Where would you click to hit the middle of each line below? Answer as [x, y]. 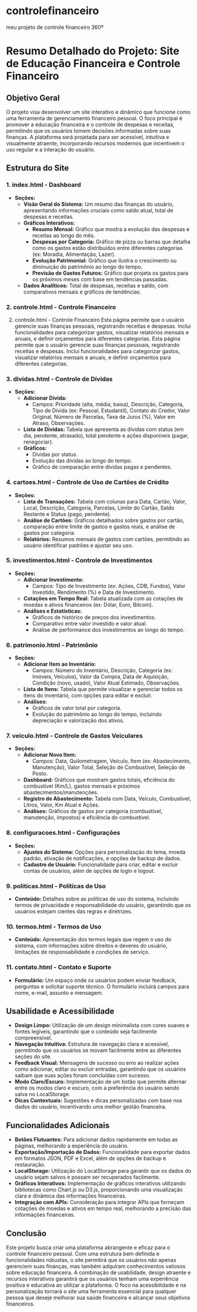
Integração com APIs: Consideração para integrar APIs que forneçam [99, 1202]
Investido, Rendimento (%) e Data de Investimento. [94, 592]
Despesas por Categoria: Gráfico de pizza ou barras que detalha [111, 241]
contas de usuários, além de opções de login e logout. [89, 870]
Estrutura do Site [38, 168]
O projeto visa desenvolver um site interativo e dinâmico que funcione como [98, 112]
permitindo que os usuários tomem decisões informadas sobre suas [89, 130]
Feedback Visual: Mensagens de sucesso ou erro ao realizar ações [97, 1063]
